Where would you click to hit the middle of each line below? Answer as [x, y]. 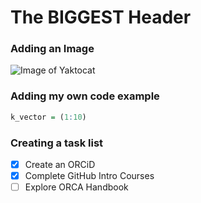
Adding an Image [52, 49]
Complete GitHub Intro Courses [89, 176]
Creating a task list [57, 143]
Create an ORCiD [60, 164]
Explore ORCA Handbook [76, 187]
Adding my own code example [85, 96]
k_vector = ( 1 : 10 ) [48, 117]
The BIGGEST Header [101, 17]
